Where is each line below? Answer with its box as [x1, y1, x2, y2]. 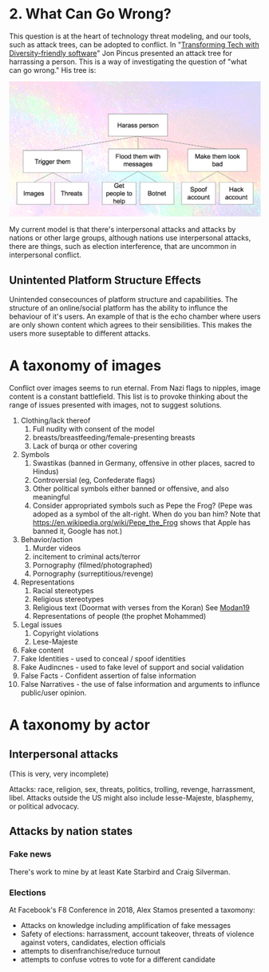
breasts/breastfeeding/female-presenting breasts [32, 432, 196, 442]
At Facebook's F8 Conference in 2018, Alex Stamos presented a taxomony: [9, 905, 255, 914]
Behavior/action [20, 534, 73, 544]
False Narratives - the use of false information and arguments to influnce [20, 679, 260, 689]
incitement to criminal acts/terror [32, 552, 140, 561]
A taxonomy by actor [9, 716, 151, 734]
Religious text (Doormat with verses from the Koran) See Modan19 [32, 602, 251, 613]
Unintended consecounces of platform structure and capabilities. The [9, 294, 238, 304]
